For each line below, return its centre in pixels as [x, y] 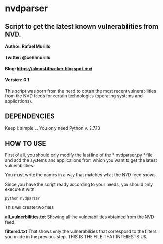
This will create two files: [30, 207]
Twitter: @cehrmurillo [28, 57]
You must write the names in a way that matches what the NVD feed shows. [81, 175]
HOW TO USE [26, 143]
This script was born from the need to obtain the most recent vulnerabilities [81, 91]
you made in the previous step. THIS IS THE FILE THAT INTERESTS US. [76, 237]
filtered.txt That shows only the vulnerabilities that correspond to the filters [81, 231]
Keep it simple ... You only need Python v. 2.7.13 [53, 128]
